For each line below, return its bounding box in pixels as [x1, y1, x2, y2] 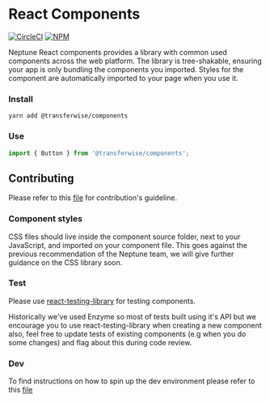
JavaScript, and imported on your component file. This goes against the [8, 240, 248, 250]
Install [8, 93, 34, 105]
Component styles [8, 213, 83, 225]
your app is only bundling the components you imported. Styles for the [8, 64, 244, 74]
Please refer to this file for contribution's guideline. [8, 193, 178, 203]
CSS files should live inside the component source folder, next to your [8, 232, 241, 242]
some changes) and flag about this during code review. [8, 337, 192, 347]
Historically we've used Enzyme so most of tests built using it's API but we [8, 311, 256, 321]
